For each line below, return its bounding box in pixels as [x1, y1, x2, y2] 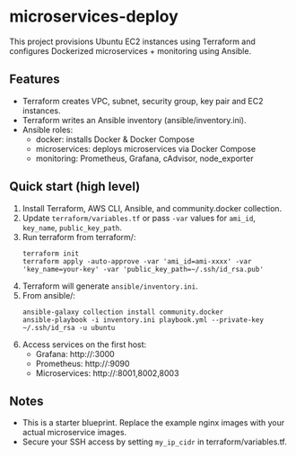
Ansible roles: [22, 124, 74, 135]
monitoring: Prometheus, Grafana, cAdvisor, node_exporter [35, 153, 254, 164]
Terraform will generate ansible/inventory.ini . [22, 281, 199, 291]
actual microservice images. [22, 427, 127, 438]
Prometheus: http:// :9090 [35, 358, 130, 369]
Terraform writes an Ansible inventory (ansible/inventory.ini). [22, 114, 247, 125]
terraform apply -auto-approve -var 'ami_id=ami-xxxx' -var [22, 256, 252, 266]
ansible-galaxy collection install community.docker [22, 308, 224, 317]
